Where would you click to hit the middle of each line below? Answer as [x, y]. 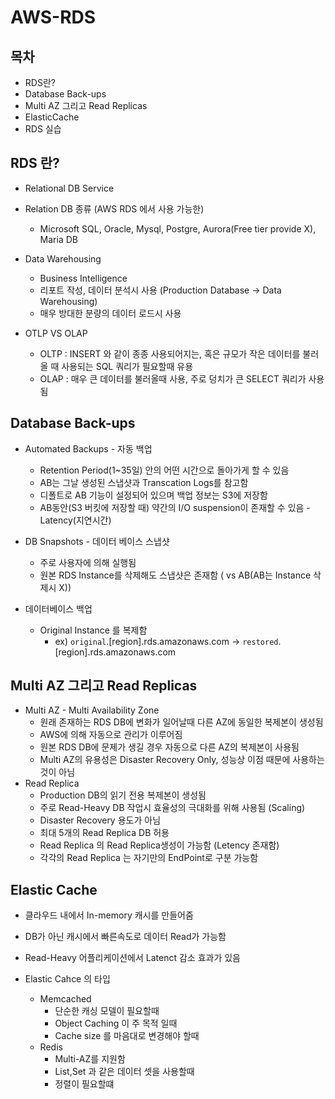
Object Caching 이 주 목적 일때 [116, 1023]
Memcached [65, 999]
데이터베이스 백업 [58, 608]
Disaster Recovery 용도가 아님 [100, 820]
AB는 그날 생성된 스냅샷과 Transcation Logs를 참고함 [144, 482]
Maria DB [58, 239]
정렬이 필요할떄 [84, 1084]
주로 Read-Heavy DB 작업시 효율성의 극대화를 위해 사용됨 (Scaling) [172, 808]
